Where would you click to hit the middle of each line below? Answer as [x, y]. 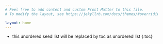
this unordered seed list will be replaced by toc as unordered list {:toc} [82, 36]
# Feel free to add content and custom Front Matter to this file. [75, 9]
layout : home [18, 23]
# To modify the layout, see [34, 14]
